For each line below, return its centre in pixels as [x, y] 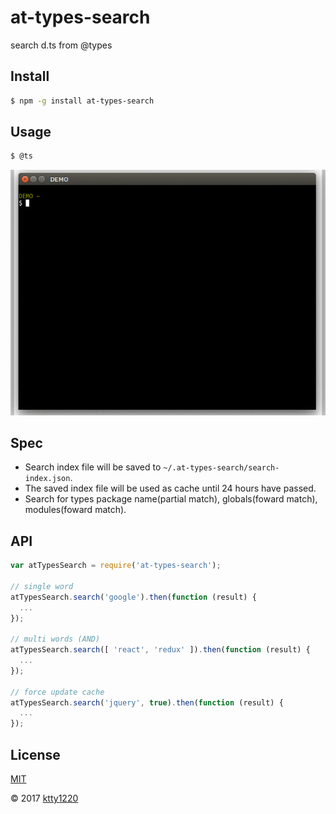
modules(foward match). [75, 510]
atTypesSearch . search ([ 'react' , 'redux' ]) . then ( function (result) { [160, 650]
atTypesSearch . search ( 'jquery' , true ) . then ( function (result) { [147, 702]
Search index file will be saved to [93, 467]
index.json [47, 479]
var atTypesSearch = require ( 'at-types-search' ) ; [116, 566]
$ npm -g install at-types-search [82, 101]
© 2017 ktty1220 [44, 798]
